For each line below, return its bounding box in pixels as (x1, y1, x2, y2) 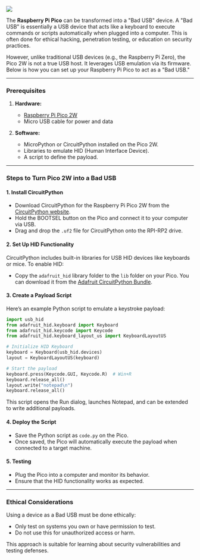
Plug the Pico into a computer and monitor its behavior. (14, 471, 150, 478)
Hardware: (14, 100, 42, 107)
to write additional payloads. (6, 405, 76, 412)
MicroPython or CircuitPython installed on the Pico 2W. (23, 141, 159, 148)
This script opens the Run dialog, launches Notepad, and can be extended (6, 398, 189, 405)
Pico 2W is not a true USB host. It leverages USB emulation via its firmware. (6, 60, 192, 67)
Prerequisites (6, 86, 46, 95)
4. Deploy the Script (6, 418, 57, 425)
